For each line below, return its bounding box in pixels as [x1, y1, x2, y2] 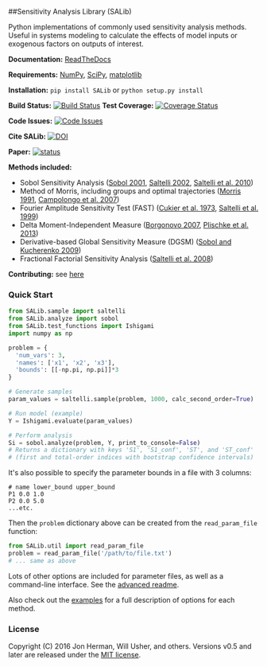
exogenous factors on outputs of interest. [8, 39, 145, 49]
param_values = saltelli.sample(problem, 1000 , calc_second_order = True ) [8, 396, 254, 404]
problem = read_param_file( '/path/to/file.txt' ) [8, 549, 172, 558]
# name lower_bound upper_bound [8, 483, 115, 492]
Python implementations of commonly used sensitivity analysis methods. [8, 22, 247, 31]
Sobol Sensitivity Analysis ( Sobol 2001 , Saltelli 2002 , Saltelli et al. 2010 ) [19, 178, 254, 187]
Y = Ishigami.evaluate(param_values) [8, 417, 133, 425]
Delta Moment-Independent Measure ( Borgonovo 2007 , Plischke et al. [19, 220, 249, 229]
